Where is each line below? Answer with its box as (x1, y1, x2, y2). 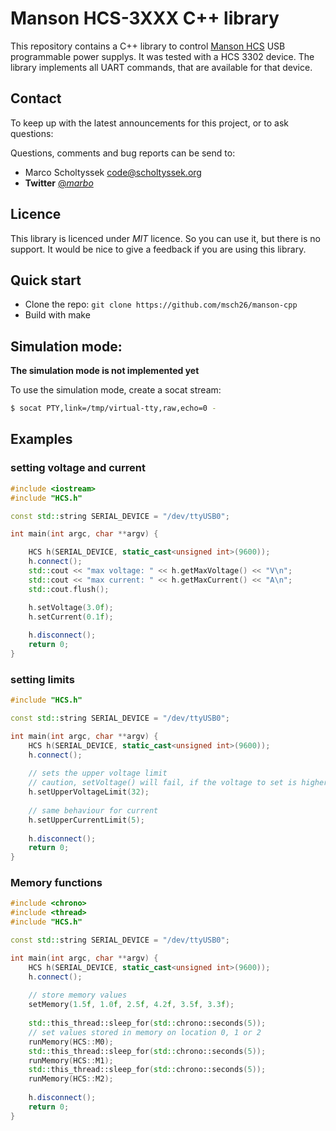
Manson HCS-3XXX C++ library (10, 7, 280, 30)
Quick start (10, 272, 82, 289)
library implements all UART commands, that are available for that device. (10, 61, 313, 73)
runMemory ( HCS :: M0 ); (28, 1037, 114, 1047)
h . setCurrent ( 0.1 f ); (28, 612, 114, 622)
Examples (10, 431, 73, 448)
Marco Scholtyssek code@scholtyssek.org (24, 166, 202, 178)
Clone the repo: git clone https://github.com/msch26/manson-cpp (24, 298, 298, 311)
